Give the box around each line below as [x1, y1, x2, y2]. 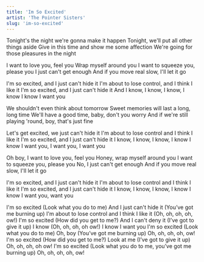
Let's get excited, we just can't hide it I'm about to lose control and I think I [6, 129, 193, 137]
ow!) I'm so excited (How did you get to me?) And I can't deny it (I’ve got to [6, 217, 195, 224]
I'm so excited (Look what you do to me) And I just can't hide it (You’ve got [6, 204, 194, 211]
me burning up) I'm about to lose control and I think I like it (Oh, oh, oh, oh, [6, 210, 193, 218]
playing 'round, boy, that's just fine [6, 118, 93, 125]
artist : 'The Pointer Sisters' [6, 15, 86, 21]
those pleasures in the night [6, 50, 76, 57]
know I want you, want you [6, 192, 74, 199]
